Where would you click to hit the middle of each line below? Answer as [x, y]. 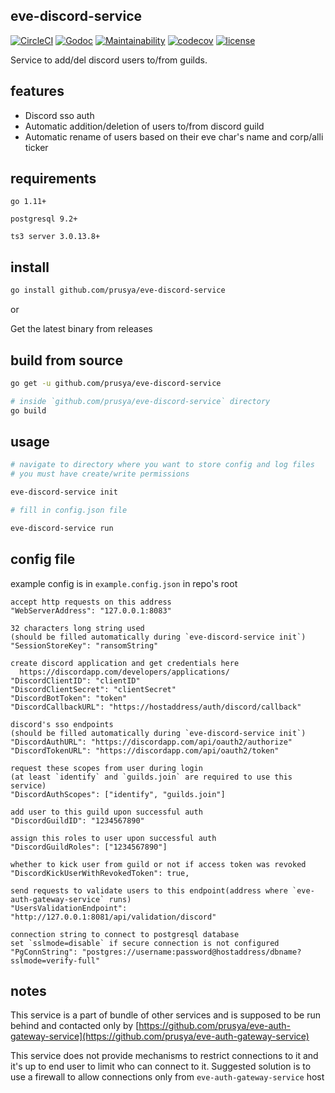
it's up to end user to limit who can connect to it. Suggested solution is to [161, 1066]
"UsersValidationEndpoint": [69, 908]
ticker [36, 147]
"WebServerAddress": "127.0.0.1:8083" [91, 610]
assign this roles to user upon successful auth [113, 838]
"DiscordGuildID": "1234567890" [77, 820]
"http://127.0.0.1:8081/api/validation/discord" [113, 917]
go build [28, 410]
